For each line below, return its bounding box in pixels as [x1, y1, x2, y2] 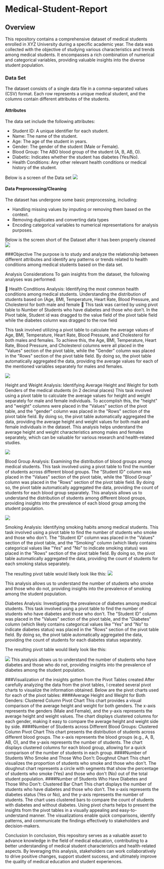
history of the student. [12, 164, 57, 170]
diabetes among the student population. [5, 667, 86, 673]
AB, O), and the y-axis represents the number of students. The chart [5, 739, 143, 745]
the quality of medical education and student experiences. [5, 858, 123, 864]
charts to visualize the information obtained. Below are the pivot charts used [5, 687, 159, 693]
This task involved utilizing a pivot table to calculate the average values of [5, 327, 154, 332]
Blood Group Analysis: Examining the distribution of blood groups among [5, 458, 152, 464]
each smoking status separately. [5, 561, 70, 567]
